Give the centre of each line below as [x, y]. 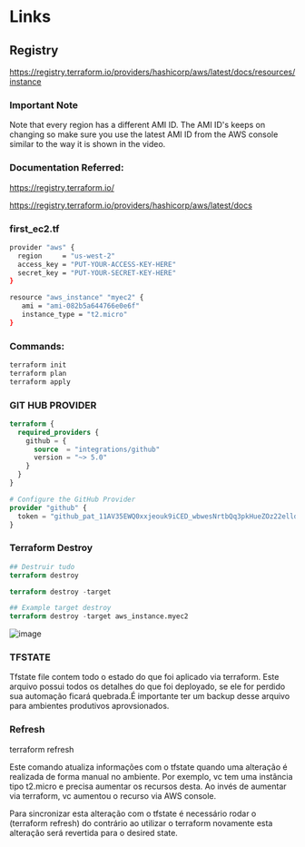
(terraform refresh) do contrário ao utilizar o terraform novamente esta [141, 822]
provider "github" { [49, 507]
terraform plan [38, 373]
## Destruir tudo [42, 566]
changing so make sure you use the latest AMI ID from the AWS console [144, 134]
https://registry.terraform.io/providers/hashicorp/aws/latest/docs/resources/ [152, 72]
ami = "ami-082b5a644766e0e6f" [81, 306]
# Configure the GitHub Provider [73, 499]
